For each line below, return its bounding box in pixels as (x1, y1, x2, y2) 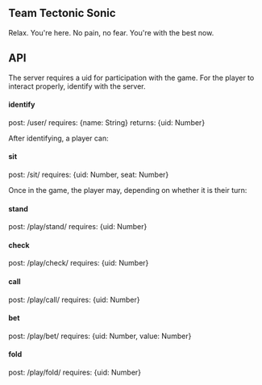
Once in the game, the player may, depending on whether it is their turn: (8, 186, 247, 195)
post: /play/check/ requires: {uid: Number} (8, 258, 149, 268)
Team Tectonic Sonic (8, 6, 116, 20)
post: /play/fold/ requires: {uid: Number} (8, 367, 142, 378)
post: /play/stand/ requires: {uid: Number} (8, 222, 148, 232)
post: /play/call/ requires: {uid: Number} (8, 295, 140, 304)
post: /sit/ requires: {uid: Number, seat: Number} (8, 169, 169, 180)
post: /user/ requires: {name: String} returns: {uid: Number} (8, 117, 206, 128)
